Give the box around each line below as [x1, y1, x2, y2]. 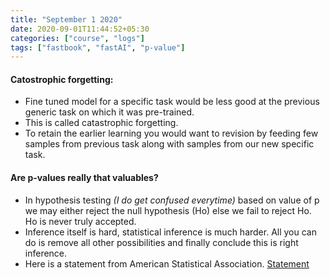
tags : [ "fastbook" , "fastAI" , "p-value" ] [10, 42, 186, 53]
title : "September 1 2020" [10, 14, 123, 25]
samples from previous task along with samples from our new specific [24, 138, 315, 150]
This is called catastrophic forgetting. [24, 117, 179, 129]
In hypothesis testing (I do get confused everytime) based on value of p [24, 194, 320, 206]
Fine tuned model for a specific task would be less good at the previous [24, 96, 320, 108]
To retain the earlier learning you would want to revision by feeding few [24, 127, 319, 140]
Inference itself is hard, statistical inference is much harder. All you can [24, 226, 317, 238]
